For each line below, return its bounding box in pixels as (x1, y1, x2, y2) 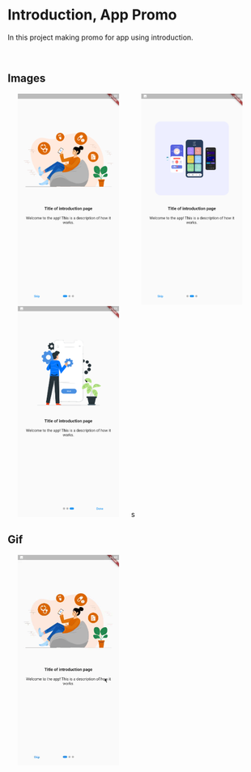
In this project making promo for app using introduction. (7, 32, 194, 42)
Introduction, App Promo (7, 6, 177, 24)
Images (7, 71, 46, 86)
